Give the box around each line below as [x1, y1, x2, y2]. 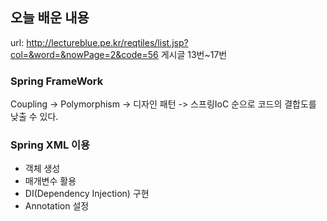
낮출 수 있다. [10, 111, 59, 123]
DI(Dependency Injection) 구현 [24, 188, 150, 200]
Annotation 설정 [24, 200, 90, 212]
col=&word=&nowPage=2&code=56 [10, 48, 159, 60]
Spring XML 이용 [10, 138, 91, 152]
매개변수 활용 [24, 175, 77, 187]
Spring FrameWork [10, 74, 104, 88]
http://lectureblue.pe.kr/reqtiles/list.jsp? [26, 36, 189, 48]
